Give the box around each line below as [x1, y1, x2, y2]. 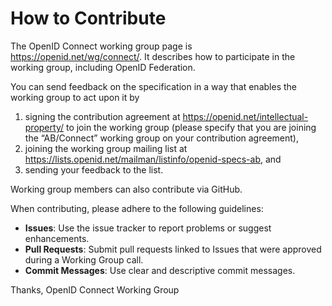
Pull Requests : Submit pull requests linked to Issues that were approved [24, 243, 322, 255]
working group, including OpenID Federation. [10, 61, 196, 73]
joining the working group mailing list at [24, 142, 188, 154]
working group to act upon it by [10, 91, 140, 103]
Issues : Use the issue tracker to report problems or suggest [24, 222, 272, 234]
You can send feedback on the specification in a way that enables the [10, 80, 297, 92]
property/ [24, 121, 64, 133]
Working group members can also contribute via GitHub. [10, 183, 243, 195]
